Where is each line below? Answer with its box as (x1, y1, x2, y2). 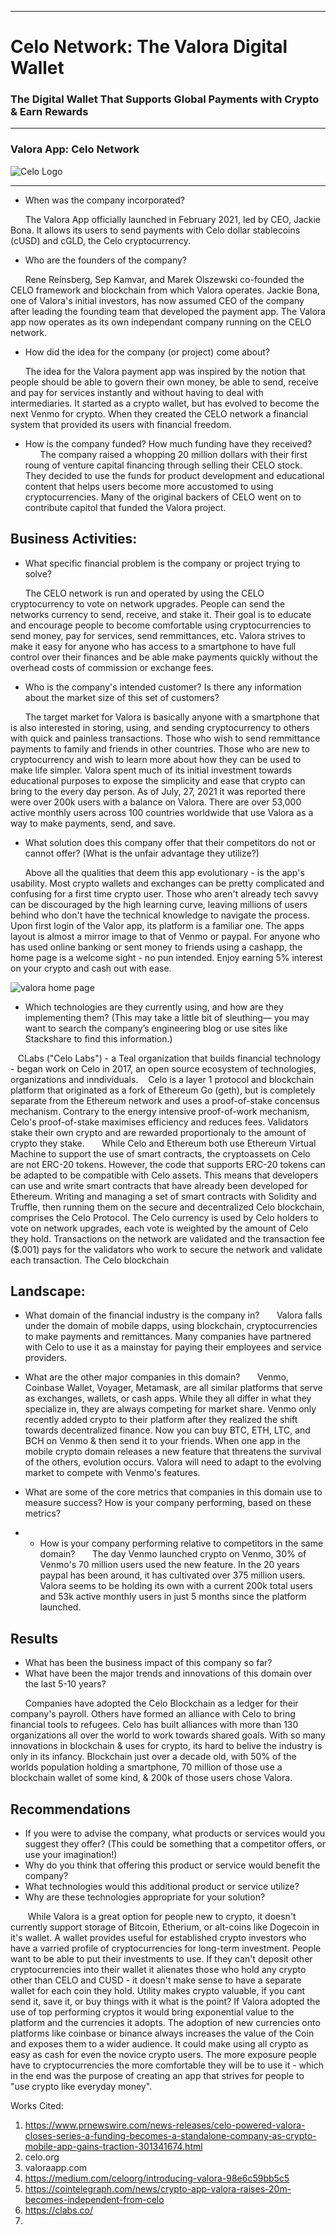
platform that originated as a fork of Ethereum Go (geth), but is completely (10, 1084, 316, 1096)
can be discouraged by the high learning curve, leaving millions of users (10, 898, 308, 910)
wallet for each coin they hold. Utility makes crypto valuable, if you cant (10, 1985, 306, 1997)
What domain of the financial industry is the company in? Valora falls (24, 1309, 323, 1321)
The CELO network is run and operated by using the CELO (24, 587, 265, 599)
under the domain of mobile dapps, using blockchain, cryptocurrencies (24, 1320, 318, 1332)
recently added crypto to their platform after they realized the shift (24, 1414, 298, 1426)
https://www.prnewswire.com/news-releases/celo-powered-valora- (24, 2119, 306, 2131)
